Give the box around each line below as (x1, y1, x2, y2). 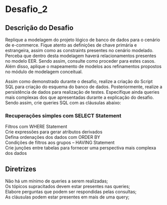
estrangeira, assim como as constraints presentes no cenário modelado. (5, 48, 154, 53)
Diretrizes (5, 164, 36, 173)
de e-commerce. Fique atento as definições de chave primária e (5, 42, 137, 48)
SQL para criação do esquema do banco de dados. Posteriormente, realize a (5, 84, 163, 90)
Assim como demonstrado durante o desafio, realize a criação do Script (5, 79, 153, 84)
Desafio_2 (5, 4, 48, 15)
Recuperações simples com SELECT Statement (5, 112, 122, 119)
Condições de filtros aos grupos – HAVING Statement (5, 139, 115, 146)
